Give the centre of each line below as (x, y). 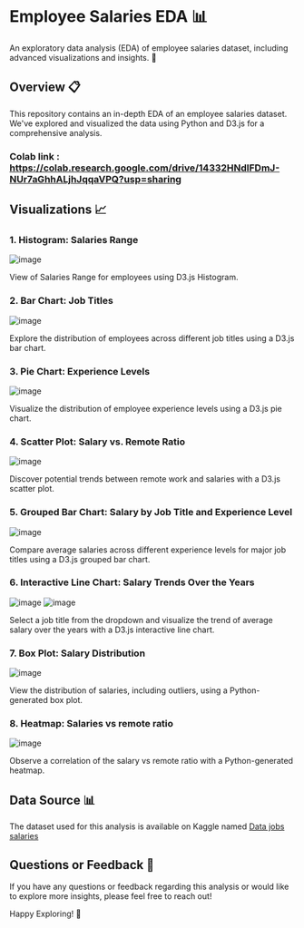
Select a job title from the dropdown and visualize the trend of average (142, 620)
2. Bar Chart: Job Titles (61, 301)
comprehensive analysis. (56, 132)
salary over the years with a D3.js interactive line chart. (112, 630)
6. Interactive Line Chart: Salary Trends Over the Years (132, 582)
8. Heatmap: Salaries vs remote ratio (92, 724)
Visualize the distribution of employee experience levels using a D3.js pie (146, 408)
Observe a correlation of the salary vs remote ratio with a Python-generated (151, 761)
